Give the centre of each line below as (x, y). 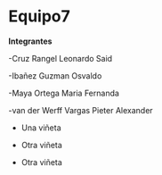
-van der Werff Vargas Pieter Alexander (81, 110)
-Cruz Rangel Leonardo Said (61, 58)
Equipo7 (39, 17)
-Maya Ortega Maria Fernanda (64, 93)
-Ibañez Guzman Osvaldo (55, 75)
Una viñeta (41, 128)
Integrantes (30, 41)
